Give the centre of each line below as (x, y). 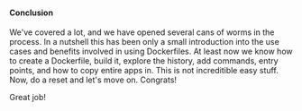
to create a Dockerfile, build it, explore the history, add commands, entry (144, 61)
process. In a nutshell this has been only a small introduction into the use (144, 42)
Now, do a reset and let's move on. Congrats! (93, 80)
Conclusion (32, 13)
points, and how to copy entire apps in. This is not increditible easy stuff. (144, 71)
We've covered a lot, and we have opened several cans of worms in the (142, 32)
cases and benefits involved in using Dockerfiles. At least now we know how (151, 51)
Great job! (28, 98)
